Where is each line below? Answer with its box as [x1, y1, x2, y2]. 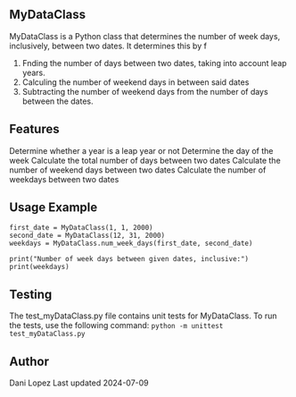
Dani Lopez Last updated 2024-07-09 [9, 377, 149, 388]
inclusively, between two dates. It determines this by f [9, 40, 208, 51]
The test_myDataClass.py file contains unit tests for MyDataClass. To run [9, 310, 277, 321]
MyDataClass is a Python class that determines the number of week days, [9, 30, 281, 41]
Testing [9, 286, 53, 302]
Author [9, 353, 49, 369]
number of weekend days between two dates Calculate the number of [9, 165, 267, 175]
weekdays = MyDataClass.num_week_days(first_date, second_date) [9, 239, 253, 249]
